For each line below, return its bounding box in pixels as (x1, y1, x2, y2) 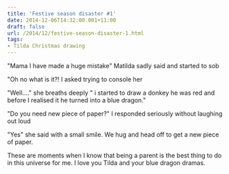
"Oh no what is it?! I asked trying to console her (7, 75, 143, 84)
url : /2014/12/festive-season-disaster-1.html (7, 29, 144, 37)
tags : (7, 36, 23, 43)
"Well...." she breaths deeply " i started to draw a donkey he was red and (7, 88, 215, 97)
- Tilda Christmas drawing (7, 42, 85, 49)
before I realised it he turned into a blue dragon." (7, 96, 146, 104)
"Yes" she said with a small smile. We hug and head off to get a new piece (7, 130, 219, 139)
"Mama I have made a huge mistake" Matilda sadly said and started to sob (7, 62, 220, 70)
